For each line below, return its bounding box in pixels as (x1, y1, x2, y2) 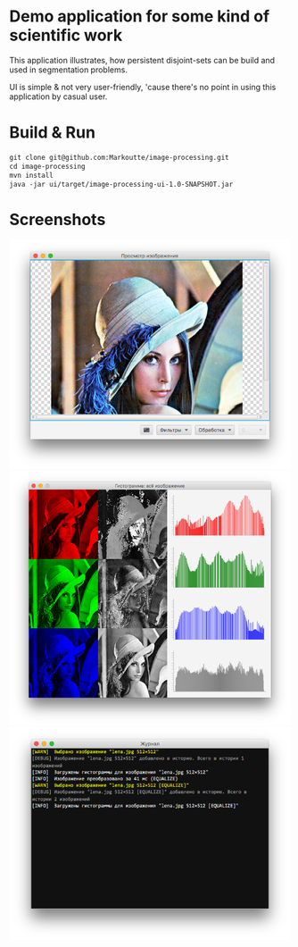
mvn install (9, 171, 54, 180)
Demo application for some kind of (9, 6, 270, 27)
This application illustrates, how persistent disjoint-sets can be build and (9, 54, 275, 65)
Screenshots (9, 210, 106, 230)
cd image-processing (9, 162, 87, 171)
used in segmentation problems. (9, 64, 128, 75)
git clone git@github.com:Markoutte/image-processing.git (9, 153, 229, 162)
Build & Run (9, 122, 96, 143)
